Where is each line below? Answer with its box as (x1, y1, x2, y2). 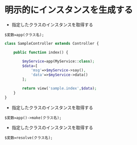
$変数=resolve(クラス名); (4, 135, 53, 140)
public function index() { (13, 50, 68, 55)
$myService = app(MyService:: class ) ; (22, 58, 95, 64)
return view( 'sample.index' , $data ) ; (22, 86, 97, 91)
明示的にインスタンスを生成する (4, 4, 133, 16)
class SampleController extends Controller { (4, 41, 99, 46)
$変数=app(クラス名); (4, 32, 45, 37)
